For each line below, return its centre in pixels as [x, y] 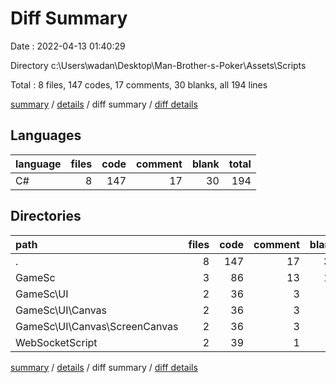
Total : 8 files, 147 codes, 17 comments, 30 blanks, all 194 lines [139, 84]
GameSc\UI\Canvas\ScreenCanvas [97, 326]
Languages [46, 135]
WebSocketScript [56, 342]
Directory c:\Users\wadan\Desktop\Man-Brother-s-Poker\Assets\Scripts [158, 65]
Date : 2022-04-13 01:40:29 [68, 46]
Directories [46, 216]
